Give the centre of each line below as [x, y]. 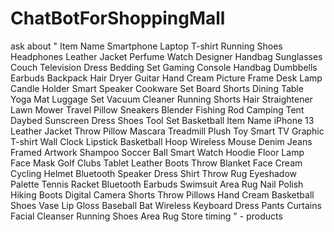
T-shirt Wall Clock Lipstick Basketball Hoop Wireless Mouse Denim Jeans [161, 141]
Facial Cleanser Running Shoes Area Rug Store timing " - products [146, 216]
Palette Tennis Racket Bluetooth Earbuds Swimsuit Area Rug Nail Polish [157, 184]
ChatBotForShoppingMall [118, 18]
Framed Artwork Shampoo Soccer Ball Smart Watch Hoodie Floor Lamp [157, 152]
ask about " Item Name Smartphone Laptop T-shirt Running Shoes [146, 46]
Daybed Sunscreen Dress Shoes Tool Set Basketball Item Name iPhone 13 [162, 120]
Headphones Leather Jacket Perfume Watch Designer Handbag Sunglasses [166, 56]
